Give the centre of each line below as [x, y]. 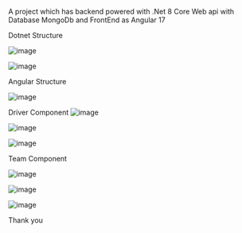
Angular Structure [37, 82]
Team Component [38, 159]
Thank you [26, 220]
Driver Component [39, 112]
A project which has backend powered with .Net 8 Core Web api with [121, 12]
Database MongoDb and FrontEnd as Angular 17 [87, 20]
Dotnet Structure [36, 35]
